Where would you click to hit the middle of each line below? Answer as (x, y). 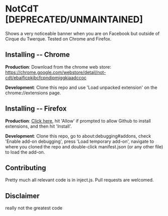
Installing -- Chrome (37, 55)
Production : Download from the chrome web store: (58, 67)
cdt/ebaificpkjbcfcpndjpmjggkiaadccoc (46, 77)
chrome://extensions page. (33, 93)
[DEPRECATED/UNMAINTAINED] (74, 19)
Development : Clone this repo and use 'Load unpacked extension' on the (81, 87)
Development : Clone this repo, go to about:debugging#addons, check (78, 136)
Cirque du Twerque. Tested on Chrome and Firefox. (58, 39)
